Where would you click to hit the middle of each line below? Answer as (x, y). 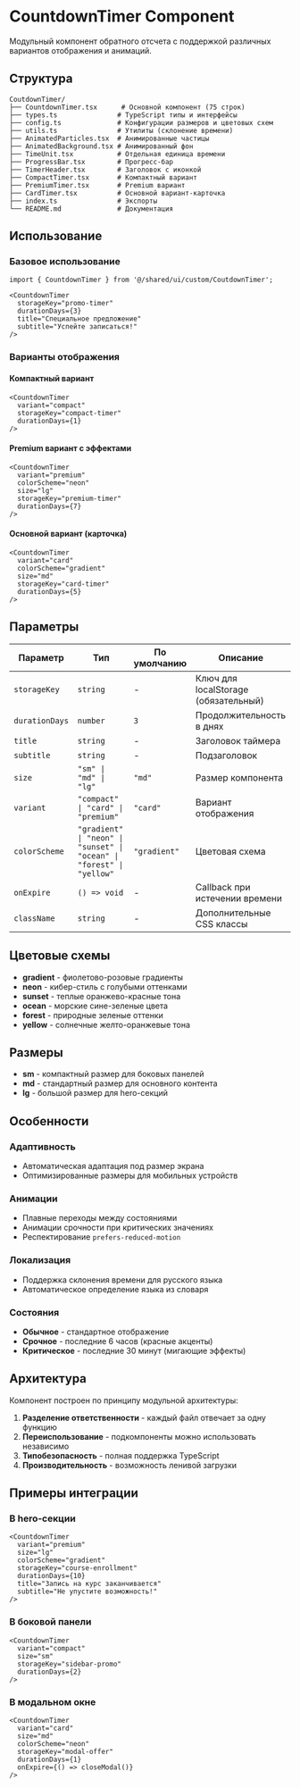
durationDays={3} (50, 311)
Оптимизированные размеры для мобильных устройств (130, 1175)
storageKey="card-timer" (63, 584)
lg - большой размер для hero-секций (95, 1093)
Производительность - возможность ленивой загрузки (129, 1465)
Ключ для (217, 678)
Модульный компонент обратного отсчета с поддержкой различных (140, 41)
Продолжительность (241, 714)
